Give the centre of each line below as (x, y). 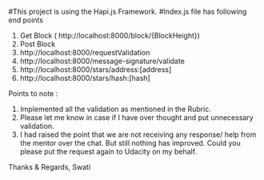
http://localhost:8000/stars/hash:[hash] (85, 78)
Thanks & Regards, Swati (50, 167)
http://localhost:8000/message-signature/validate (102, 61)
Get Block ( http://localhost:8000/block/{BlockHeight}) (110, 36)
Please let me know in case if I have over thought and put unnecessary (136, 118)
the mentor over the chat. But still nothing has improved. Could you (130, 143)
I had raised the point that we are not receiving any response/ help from (138, 134)
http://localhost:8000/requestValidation (85, 52)
